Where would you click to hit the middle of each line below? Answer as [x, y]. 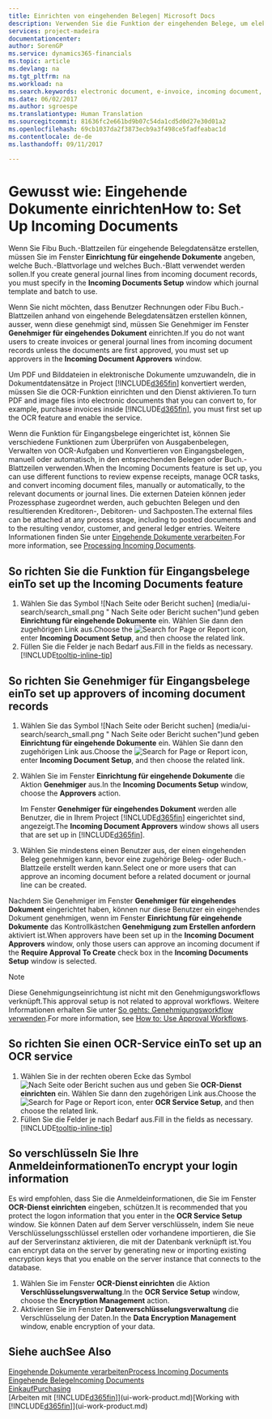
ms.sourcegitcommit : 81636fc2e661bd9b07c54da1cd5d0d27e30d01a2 [117, 122]
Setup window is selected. [53, 961]
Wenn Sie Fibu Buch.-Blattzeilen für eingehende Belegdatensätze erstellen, [134, 248]
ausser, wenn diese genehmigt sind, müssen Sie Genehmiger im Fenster [129, 325]
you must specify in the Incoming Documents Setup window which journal [134, 283]
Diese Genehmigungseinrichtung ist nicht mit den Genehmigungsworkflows [134, 993]
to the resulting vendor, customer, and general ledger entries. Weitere [124, 528]
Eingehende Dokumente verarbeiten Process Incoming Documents [119, 1371]
